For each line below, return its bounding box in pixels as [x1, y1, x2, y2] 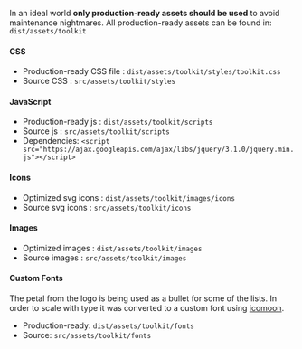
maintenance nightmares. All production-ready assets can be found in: [9, 17, 273, 28]
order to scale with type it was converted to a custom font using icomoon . [9, 303, 285, 314]
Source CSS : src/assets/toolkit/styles [22, 76, 176, 87]
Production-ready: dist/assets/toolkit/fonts [22, 320, 194, 331]
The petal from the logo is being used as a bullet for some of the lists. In [9, 293, 278, 304]
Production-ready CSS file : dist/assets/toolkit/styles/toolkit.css [22, 66, 281, 77]
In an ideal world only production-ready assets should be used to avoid [9, 8, 280, 18]
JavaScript [9, 96, 52, 107]
